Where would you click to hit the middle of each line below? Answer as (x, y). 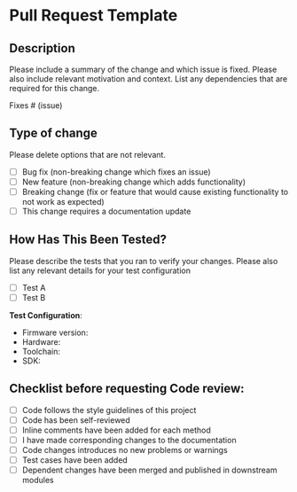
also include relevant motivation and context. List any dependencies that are (148, 79)
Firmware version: (55, 332)
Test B (34, 297)
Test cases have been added (75, 460)
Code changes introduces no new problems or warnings (125, 450)
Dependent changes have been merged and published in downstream (149, 470)
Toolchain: (41, 351)
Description (42, 48)
